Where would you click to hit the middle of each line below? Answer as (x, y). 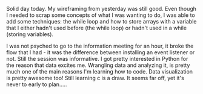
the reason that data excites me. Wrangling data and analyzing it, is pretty (98, 65)
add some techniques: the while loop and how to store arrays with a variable (101, 21)
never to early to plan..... (37, 84)
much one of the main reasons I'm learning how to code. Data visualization (99, 71)
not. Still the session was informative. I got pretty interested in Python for (97, 59)
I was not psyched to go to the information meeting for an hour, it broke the (100, 46)
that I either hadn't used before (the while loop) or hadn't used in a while (96, 28)
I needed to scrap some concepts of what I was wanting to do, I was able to (101, 15)
